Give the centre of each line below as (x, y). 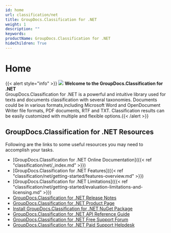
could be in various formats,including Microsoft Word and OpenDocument (83, 105)
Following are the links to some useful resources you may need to (74, 144)
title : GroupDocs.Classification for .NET (51, 19)
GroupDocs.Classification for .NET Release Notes (64, 198)
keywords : (16, 34)
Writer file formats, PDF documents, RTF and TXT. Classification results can (85, 110)
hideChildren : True (26, 43)
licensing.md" (27, 192)
